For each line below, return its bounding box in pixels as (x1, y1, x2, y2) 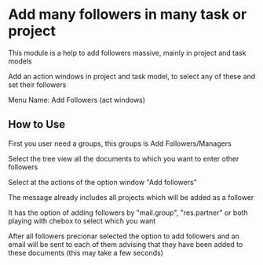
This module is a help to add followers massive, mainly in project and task (8, 48, 247, 57)
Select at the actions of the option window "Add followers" (8, 177, 198, 187)
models (8, 56, 33, 66)
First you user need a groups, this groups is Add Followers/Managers (8, 139, 232, 148)
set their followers (8, 80, 67, 89)
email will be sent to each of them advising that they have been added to (8, 239, 243, 249)
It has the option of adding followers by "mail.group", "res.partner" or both (8, 208, 249, 217)
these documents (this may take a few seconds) (8, 248, 163, 257)
